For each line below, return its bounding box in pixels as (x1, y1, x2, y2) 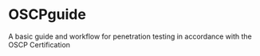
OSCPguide (8, 6, 86, 24)
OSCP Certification (8, 39, 70, 49)
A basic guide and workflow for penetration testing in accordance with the (8, 32, 253, 41)
